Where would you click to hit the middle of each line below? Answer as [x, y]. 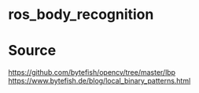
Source [32, 51]
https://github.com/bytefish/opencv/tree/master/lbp [92, 73]
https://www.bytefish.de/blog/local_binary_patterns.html [99, 81]
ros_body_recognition [81, 15]
